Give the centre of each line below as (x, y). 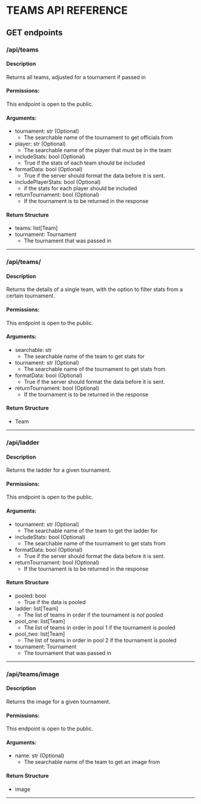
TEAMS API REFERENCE (67, 10)
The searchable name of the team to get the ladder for (91, 530)
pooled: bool (31, 596)
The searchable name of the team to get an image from (92, 762)
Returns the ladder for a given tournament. (59, 470)
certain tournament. (31, 296)
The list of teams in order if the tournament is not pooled (93, 615)
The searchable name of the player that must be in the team (98, 150)
